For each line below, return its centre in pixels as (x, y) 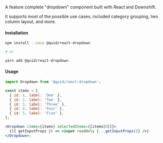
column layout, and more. (30, 22)
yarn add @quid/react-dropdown (37, 60)
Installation (17, 33)
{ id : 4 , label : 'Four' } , (37, 109)
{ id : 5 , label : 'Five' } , (37, 113)
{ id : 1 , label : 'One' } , (36, 95)
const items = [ (21, 90)
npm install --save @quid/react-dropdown (48, 43)
